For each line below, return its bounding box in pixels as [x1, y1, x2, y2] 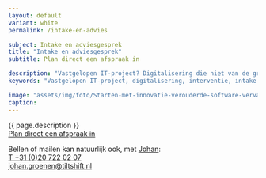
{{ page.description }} [8, 120, 80, 130]
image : [8, 91, 30, 99]
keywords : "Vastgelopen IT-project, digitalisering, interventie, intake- [8, 77, 260, 85]
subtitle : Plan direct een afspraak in [8, 55, 140, 63]
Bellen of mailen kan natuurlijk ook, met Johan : [8, 144, 161, 153]
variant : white [8, 19, 59, 27]
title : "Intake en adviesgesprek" [8, 48, 123, 56]
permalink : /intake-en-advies [8, 26, 108, 34]
